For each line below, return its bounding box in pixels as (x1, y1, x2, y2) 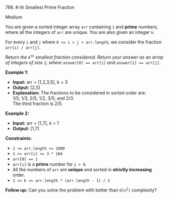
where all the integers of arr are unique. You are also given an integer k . (5, 29, 155, 35)
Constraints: (5, 135, 32, 141)
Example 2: (5, 111, 29, 116)
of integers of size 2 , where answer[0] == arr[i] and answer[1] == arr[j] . (5, 60, 161, 65)
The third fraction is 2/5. (12, 101, 63, 107)
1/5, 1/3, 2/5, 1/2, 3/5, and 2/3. (12, 95, 75, 101)
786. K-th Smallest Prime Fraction (5, 5, 75, 10)
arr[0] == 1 (12, 157, 38, 162)
